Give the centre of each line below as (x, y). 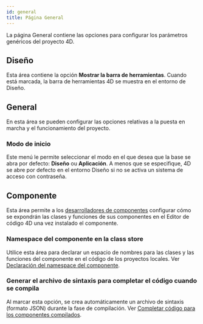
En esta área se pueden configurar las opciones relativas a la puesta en (96, 122)
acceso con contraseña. (36, 176)
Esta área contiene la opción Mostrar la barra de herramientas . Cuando (97, 75)
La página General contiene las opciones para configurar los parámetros (97, 35)
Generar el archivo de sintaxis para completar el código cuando (102, 281)
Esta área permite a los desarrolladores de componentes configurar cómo (99, 210)
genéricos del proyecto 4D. (40, 41)
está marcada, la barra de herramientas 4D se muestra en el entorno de (96, 81)
